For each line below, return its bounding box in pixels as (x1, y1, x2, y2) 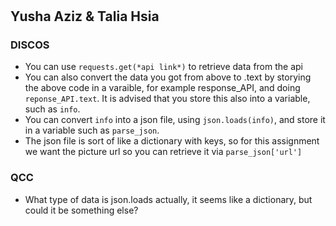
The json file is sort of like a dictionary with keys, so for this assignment (24, 135, 320, 147)
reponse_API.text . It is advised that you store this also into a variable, (24, 93, 311, 105)
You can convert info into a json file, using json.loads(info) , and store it (24, 114, 326, 126)
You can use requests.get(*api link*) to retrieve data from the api (24, 61, 303, 73)
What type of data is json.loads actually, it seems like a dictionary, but (24, 193, 313, 205)
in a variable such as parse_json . (24, 124, 160, 137)
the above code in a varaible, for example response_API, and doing (24, 82, 301, 94)
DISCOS (10, 38, 50, 52)
